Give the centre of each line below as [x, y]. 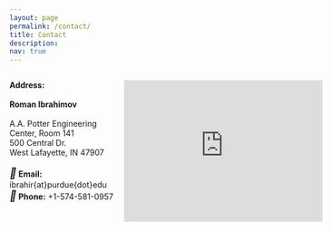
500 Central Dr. [38, 143]
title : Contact [38, 34]
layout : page [34, 18]
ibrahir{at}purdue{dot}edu [58, 185]
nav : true [28, 52]
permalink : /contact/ [50, 26]
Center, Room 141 [42, 133]
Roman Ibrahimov [43, 104]
